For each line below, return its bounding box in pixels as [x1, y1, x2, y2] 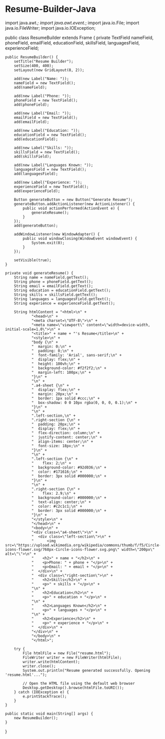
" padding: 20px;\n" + [31, 422, 80, 427]
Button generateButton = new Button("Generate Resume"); [14, 197, 133, 202]
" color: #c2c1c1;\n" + [31, 504, 82, 509]
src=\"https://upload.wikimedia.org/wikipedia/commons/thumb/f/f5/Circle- [5, 543, 162, 547]
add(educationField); [14, 137, 58, 142]
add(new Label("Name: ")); [14, 76, 69, 81]
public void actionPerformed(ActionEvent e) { [23, 206, 120, 211]
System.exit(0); [31, 240, 65, 245]
